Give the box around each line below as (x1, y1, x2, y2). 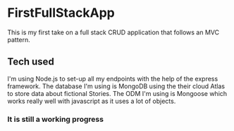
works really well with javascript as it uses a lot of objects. (7, 97, 176, 105)
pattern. (7, 35, 30, 43)
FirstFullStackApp (7, 5, 115, 21)
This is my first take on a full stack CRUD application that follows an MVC (7, 28, 220, 36)
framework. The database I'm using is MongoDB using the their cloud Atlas (7, 82, 226, 90)
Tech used (7, 56, 54, 68)
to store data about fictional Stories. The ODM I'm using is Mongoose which (7, 89, 228, 97)
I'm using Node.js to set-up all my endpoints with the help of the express (7, 74, 218, 83)
